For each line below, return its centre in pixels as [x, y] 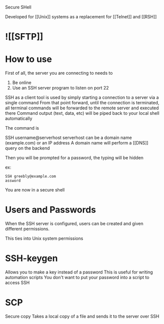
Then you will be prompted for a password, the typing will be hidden [74, 158]
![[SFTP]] [24, 37]
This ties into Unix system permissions [44, 238]
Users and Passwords [50, 210]
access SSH [17, 282]
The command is [22, 128]
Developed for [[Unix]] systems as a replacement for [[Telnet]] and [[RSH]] [81, 17]
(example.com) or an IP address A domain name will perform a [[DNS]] [77, 143]
